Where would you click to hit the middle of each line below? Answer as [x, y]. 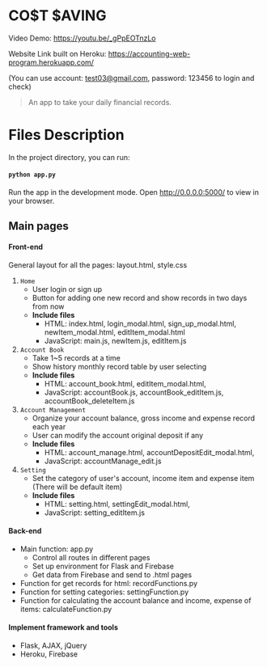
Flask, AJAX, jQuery [53, 646]
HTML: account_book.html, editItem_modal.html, [125, 383]
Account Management [53, 410]
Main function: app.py [57, 549]
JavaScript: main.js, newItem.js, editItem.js [115, 340]
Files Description [66, 135]
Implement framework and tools [64, 627]
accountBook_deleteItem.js [89, 401]
